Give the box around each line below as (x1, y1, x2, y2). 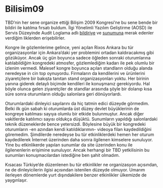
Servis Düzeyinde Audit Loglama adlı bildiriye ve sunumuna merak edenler (5, 30, 154, 36)
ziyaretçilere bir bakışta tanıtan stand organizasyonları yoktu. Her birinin (5, 75, 149, 81)
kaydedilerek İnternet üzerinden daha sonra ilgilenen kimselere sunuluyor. (5, 136, 153, 142)
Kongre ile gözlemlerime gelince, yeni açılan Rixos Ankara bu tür (5, 44, 134, 50)
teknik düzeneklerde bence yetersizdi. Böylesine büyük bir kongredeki (5, 121, 146, 127)
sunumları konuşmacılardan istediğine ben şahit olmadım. (5, 152, 120, 158)
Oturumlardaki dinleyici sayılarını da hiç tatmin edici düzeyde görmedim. (5, 100, 149, 106)
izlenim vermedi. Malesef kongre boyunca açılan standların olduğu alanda (5, 65, 153, 71)
